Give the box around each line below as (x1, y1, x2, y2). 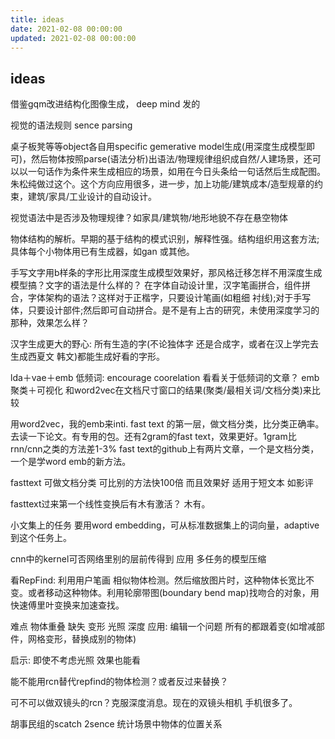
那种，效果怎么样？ (10, 317, 90, 329)
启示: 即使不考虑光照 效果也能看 (10, 654, 141, 666)
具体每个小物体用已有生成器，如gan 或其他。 (10, 246, 195, 258)
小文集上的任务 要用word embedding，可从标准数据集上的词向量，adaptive (10, 519, 320, 531)
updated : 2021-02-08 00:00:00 (10, 33, 137, 43)
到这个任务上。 (10, 532, 72, 544)
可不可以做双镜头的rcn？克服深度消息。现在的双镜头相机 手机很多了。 (10, 697, 298, 709)
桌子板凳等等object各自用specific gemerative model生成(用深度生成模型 (10, 141, 307, 153)
